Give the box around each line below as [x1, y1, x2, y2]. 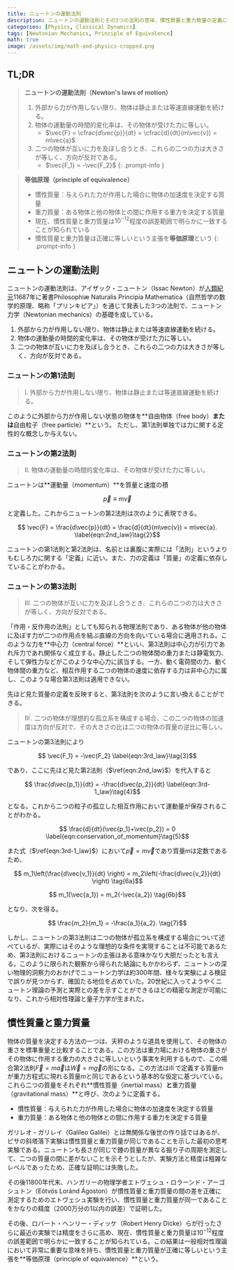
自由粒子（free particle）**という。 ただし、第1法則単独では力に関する [13, 420, 218, 429]
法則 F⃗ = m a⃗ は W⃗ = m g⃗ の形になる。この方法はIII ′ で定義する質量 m [23, 1062, 224, 1072]
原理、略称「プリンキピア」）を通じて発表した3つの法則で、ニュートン [19, 302, 222, 310]
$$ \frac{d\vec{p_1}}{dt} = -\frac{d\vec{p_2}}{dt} [24, 780, 166, 788]
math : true [7, 36, 39, 43]
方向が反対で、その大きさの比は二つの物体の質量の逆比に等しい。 [36, 722, 227, 731]
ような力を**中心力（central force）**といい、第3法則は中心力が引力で [13, 640, 219, 649]
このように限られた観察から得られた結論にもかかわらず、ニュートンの [19, 959, 221, 967]
